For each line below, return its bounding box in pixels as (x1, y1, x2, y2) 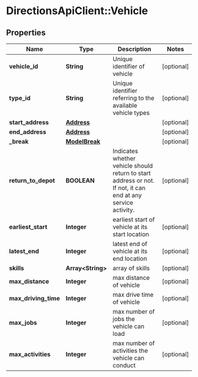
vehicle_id (9, 62, 38, 70)
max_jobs (9, 319, 37, 326)
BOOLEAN (65, 177, 95, 184)
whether (113, 154, 136, 163)
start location (113, 230, 149, 238)
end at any (113, 191, 142, 199)
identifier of (113, 62, 145, 70)
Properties (6, 28, 46, 38)
